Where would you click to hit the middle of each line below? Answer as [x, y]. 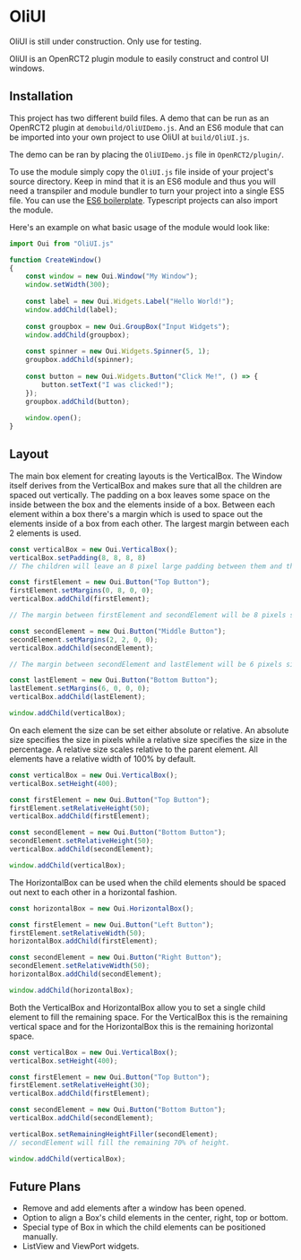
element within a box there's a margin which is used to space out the [136, 513]
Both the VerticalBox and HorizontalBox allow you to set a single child [138, 1007]
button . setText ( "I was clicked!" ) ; [108, 384]
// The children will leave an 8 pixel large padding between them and [146, 566]
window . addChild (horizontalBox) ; [72, 990]
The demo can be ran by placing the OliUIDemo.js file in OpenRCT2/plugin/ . [147, 154]
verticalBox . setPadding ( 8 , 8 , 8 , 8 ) [77, 557]
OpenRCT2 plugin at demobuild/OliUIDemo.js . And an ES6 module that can [146, 127]
